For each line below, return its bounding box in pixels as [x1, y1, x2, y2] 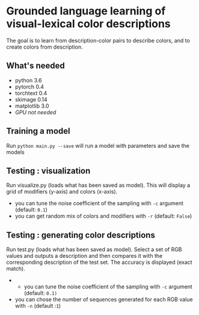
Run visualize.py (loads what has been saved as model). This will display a [6, 182, 191, 189]
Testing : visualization [6, 165, 91, 176]
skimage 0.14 [14, 96, 48, 103]
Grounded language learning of [6, 4, 166, 18]
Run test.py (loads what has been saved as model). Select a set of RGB [6, 246, 182, 253]
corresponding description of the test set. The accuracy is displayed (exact [6, 258, 192, 266]
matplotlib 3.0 [14, 102, 49, 109]
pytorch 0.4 [14, 83, 44, 90]
